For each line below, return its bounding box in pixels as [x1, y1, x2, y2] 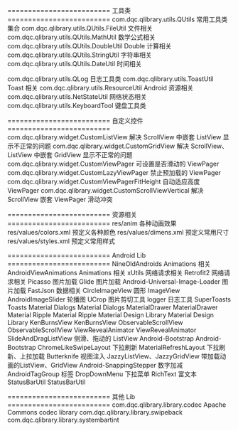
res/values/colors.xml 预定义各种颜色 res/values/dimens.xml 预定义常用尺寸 [7, 228, 229, 236]
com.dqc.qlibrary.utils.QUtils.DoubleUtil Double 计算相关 [7, 42, 172, 50]
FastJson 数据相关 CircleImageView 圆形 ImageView [27, 287, 180, 294]
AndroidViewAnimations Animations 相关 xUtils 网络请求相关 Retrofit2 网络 [7, 269, 225, 277]
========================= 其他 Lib [7, 393, 136, 400]
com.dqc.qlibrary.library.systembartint [7, 415, 119, 424]
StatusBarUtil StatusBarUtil [7, 378, 86, 386]
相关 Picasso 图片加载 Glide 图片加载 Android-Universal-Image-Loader [13, 277, 221, 286]
